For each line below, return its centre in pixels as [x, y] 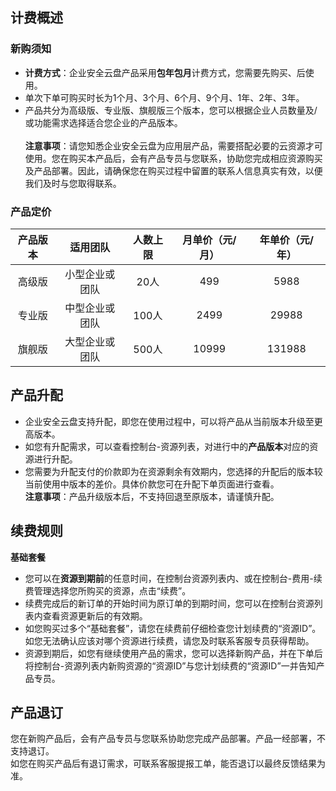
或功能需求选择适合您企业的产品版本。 [103, 122]
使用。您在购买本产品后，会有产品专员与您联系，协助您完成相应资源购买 [173, 158]
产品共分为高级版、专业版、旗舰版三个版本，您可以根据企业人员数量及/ [171, 110]
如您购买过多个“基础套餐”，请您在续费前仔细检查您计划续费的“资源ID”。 [173, 628]
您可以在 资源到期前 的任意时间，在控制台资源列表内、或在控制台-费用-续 [173, 578]
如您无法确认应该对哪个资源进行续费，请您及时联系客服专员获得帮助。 [169, 640]
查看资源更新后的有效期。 [95, 615]
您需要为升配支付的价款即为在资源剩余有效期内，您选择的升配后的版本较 [173, 471]
